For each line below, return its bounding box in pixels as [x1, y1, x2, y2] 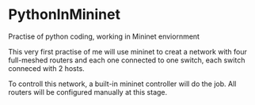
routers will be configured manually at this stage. [8, 87, 168, 96]
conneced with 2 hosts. [8, 63, 85, 73]
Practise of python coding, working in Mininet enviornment [8, 32, 200, 41]
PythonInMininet [8, 6, 121, 24]
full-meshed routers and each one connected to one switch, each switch [8, 55, 245, 65]
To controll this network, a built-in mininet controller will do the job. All [8, 79, 237, 88]
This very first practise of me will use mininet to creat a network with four [8, 47, 248, 56]
